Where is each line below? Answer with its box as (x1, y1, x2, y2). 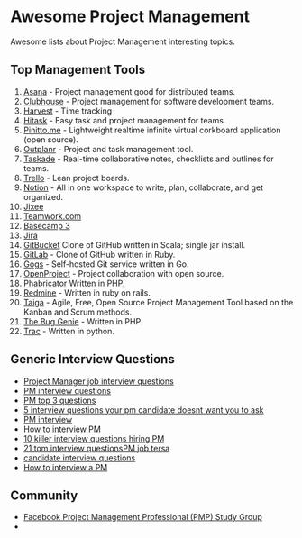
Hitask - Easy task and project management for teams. (23, 114, 226, 125)
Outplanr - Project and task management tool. (23, 143, 194, 154)
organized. (23, 191, 64, 202)
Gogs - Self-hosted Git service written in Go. (23, 259, 189, 269)
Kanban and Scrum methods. (23, 306, 133, 317)
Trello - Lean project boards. (23, 172, 130, 183)
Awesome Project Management (10, 6, 251, 27)
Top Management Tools (10, 62, 146, 78)
